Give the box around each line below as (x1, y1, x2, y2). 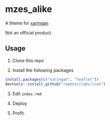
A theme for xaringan (5, 20, 49, 26)
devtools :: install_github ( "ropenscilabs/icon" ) (5, 81, 106, 86)
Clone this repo (12, 57, 44, 63)
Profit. (12, 110, 25, 116)
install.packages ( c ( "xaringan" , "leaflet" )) (5, 76, 99, 82)
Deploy (12, 100, 27, 106)
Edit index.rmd (12, 90, 42, 96)
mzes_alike (5, 3, 52, 15)
